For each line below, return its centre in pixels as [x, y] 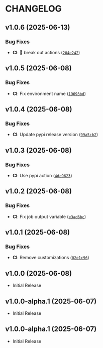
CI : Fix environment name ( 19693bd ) [49, 93]
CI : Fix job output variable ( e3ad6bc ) [49, 216]
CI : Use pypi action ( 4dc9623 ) [42, 175]
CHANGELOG [33, 9]
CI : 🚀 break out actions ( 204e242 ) [46, 52]
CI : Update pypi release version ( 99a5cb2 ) [55, 135]
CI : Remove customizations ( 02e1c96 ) [51, 258]
